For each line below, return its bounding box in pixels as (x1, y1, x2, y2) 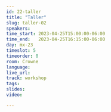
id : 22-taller (6, 8, 42, 15)
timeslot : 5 (6, 48, 36, 54)
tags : (6, 81, 20, 87)
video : (6, 92, 23, 98)
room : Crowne (6, 58, 39, 64)
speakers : (6, 25, 31, 32)
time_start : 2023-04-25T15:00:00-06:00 (6, 31, 106, 37)
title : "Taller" (6, 14, 47, 20)
